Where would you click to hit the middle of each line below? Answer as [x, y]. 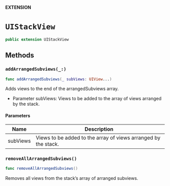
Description [99, 129]
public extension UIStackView [37, 39]
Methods [20, 55]
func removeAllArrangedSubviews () [42, 168]
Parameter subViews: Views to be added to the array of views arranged [87, 99]
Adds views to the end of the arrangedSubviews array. [62, 89]
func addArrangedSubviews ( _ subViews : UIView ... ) [59, 79]
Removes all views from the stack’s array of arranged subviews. [72, 178]
